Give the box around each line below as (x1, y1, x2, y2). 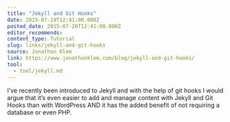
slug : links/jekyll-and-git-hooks (7, 42, 106, 49)
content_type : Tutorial (7, 36, 76, 42)
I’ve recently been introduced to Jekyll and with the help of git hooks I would (7, 86, 224, 95)
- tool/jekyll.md (13, 67, 63, 74)
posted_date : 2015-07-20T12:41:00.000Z (7, 23, 122, 29)
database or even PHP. (7, 108, 72, 117)
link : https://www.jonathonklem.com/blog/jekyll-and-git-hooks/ (7, 55, 195, 62)
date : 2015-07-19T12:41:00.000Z (7, 16, 100, 23)
